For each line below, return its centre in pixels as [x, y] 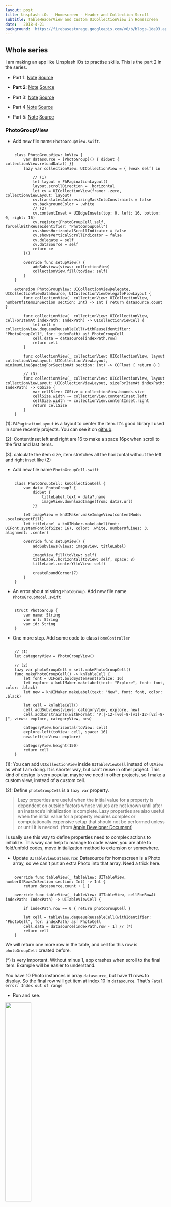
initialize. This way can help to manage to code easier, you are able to [78, 843]
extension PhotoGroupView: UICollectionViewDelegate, [73, 289]
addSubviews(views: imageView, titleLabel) [79, 546]
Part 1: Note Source [33, 77]
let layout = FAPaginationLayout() [70, 182]
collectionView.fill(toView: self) [70, 271]
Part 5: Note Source [33, 117]
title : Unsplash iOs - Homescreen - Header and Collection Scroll [77, 15]
